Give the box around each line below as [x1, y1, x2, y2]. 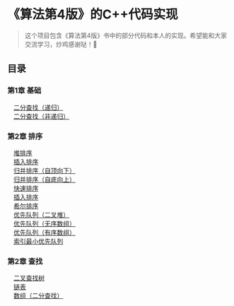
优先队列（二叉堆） [13, 210, 69, 219]
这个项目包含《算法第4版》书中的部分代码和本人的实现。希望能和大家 [24, 31, 228, 40]
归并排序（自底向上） [13, 175, 76, 184]
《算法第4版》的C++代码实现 [7, 6, 178, 23]
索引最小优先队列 [13, 237, 64, 245]
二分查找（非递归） [13, 112, 69, 120]
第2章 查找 [7, 256, 43, 266]
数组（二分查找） [13, 291, 64, 300]
